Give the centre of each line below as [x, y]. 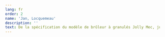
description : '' [22, 23]
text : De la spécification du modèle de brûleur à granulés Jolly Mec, [80, 27]
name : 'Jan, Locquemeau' [30, 18]
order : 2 [14, 14]
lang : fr [14, 9]
